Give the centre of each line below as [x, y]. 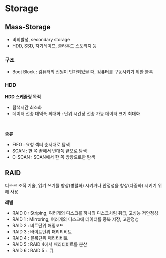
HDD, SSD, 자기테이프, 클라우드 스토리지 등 [55, 46]
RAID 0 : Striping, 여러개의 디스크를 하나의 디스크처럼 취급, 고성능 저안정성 [85, 213]
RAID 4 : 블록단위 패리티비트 [40, 238]
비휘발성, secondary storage [41, 40]
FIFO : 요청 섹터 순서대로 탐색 [41, 144]
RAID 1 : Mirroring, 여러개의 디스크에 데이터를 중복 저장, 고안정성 [75, 219]
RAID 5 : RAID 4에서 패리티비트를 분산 [50, 244]
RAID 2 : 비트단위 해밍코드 [38, 226]
